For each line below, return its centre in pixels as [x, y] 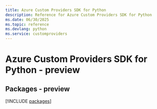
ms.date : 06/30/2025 [27, 19]
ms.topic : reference [27, 24]
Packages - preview [38, 89]
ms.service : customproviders [36, 34]
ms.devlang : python [26, 29]
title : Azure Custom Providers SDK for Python [56, 10]
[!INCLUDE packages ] [28, 101]
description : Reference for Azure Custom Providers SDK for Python [79, 15]
